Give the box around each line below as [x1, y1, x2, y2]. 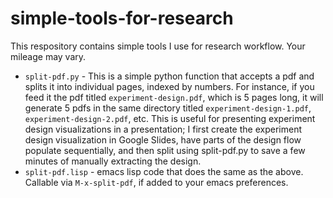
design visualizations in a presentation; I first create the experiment [24, 123, 302, 135]
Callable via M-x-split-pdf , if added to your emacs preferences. [24, 176, 289, 188]
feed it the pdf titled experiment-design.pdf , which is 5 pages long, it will [24, 91, 324, 103]
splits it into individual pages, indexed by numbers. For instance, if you [24, 80, 315, 92]
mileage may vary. [10, 50, 87, 62]
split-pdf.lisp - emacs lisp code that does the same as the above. [24, 165, 304, 177]
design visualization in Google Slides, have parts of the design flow [24, 133, 302, 146]
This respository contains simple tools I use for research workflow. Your [10, 40, 306, 52]
